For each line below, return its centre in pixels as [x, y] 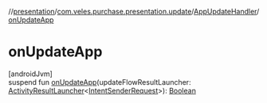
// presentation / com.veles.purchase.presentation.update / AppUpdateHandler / [134, 11]
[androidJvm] [31, 74]
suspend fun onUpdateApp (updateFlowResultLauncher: [100, 82]
